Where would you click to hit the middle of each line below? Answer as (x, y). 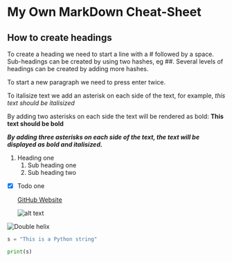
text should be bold (36, 124)
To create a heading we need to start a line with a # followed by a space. (111, 54)
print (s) (20, 252)
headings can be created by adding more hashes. (78, 69)
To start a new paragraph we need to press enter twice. (87, 82)
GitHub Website (39, 200)
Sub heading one (52, 165)
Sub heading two (52, 172)
